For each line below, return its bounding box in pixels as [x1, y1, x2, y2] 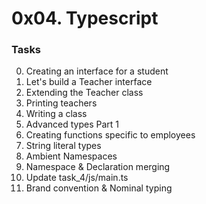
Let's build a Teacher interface [25, 76, 153, 88]
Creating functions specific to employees [25, 129, 196, 141]
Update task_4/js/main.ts [25, 172, 129, 184]
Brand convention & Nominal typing [25, 182, 173, 194]
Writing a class [25, 108, 88, 120]
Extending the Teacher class [25, 87, 144, 99]
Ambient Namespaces [25, 150, 118, 162]
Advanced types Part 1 [25, 118, 119, 131]
